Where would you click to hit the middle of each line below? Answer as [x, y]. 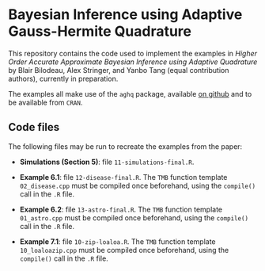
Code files [34, 127]
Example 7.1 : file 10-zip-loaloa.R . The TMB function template [117, 241]
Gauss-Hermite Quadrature [100, 31]
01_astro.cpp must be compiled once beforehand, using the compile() [134, 218]
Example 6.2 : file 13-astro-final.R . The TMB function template [121, 209]
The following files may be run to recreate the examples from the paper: [125, 146]
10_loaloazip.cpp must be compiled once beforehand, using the [124, 250]
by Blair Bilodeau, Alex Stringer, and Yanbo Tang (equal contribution [119, 70]
